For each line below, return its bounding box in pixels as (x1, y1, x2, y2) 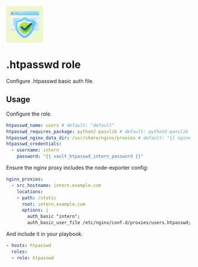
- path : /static (16, 195, 57, 201)
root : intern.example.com (21, 201, 85, 207)
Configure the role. (6, 110, 52, 117)
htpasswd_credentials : (6, 141, 62, 147)
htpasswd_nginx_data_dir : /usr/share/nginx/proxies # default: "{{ (6, 135, 176, 141)
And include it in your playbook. (6, 230, 84, 238)
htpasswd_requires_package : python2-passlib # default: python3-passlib (6, 128, 189, 134)
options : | (21, 207, 49, 213)
